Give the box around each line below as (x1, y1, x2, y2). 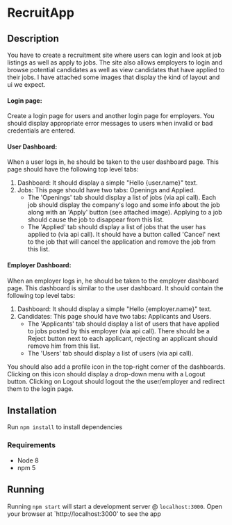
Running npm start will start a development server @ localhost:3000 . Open (7, 502, 222, 510)
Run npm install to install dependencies (7, 423, 123, 431)
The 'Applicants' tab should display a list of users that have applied (27, 319, 219, 328)
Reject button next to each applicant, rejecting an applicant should (27, 334, 217, 342)
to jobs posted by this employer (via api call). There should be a (27, 326, 210, 335)
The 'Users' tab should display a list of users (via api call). (27, 349, 194, 357)
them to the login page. (7, 384, 74, 393)
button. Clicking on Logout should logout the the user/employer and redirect (7, 377, 225, 385)
